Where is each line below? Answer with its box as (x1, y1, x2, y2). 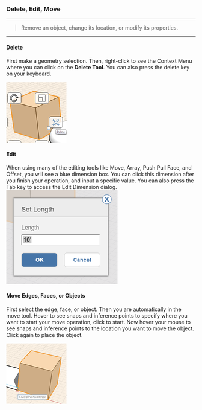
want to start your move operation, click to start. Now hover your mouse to (6, 318, 191, 325)
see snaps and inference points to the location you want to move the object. (6, 325, 194, 332)
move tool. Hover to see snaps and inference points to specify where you (6, 312, 188, 319)
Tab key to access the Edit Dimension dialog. (6, 183, 117, 190)
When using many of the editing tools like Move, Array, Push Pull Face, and (6, 164, 192, 171)
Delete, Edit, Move (6, 5, 61, 13)
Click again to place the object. (6, 331, 83, 338)
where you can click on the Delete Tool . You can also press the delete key (6, 63, 190, 71)
